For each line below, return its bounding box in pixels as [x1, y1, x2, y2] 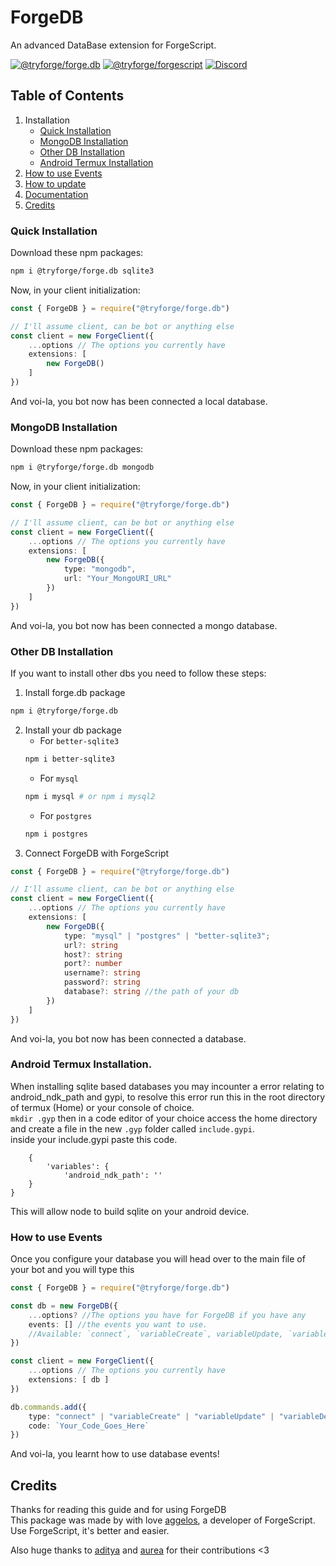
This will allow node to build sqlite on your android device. [10, 1205, 250, 1217]
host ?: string [63, 949, 123, 960]
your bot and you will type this [10, 1264, 135, 1276]
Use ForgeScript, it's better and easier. [10, 1525, 170, 1537]
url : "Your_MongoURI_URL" [63, 574, 172, 584]
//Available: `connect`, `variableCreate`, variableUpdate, [28, 1329, 284, 1339]
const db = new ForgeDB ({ [10, 1301, 118, 1311]
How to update [24, 177, 87, 190]
